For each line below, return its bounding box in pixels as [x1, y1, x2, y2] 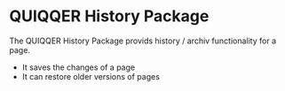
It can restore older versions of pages [21, 71, 160, 81]
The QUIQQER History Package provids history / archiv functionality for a [9, 35, 277, 46]
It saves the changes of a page [21, 62, 136, 72]
